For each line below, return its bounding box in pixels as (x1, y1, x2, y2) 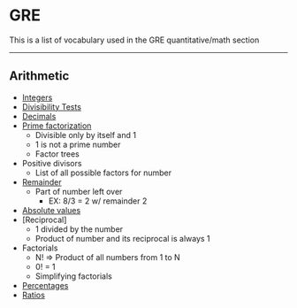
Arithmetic (9, 68, 70, 84)
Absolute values (21, 204, 81, 215)
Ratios (21, 289, 46, 300)
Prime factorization (21, 120, 92, 131)
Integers (21, 92, 53, 103)
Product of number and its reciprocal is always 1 (34, 233, 210, 243)
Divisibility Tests (21, 101, 82, 112)
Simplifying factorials (34, 271, 112, 281)
